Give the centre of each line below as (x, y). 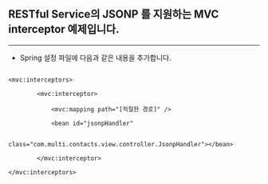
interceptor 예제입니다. (64, 29)
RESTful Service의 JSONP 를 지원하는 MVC (114, 14)
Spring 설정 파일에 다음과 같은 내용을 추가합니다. (95, 58)
